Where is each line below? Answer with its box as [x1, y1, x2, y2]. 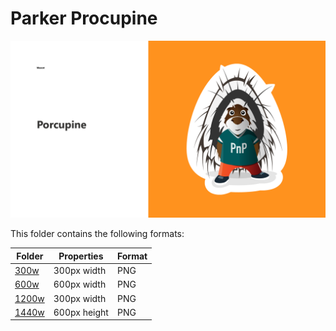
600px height [53, 306, 109, 318]
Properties [58, 250, 104, 262]
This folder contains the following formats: [10, 228, 185, 240]
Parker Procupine [10, 7, 158, 30]
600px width [53, 278, 107, 291]
